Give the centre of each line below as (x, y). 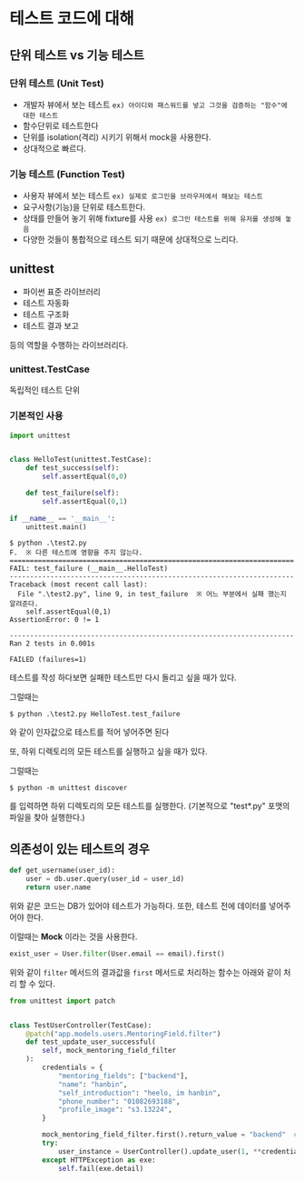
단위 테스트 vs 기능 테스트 (77, 55)
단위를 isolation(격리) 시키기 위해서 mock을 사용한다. (117, 136)
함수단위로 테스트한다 (60, 125)
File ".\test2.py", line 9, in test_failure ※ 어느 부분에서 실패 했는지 (152, 595)
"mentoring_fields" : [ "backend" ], (123, 1076)
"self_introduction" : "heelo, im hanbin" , (139, 1093)
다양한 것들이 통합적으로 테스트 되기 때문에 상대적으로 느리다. (130, 240)
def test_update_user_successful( (91, 1042)
